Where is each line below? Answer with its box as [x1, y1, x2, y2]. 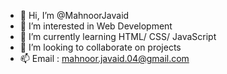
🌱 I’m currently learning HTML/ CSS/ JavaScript [19, 31, 217, 42]
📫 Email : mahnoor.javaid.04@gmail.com [19, 53, 190, 64]
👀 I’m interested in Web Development [19, 20, 173, 32]
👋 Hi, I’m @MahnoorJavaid [19, 10, 130, 21]
